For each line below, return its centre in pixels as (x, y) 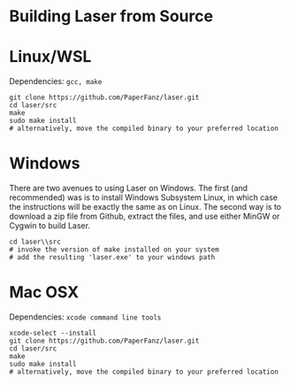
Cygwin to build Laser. (50, 226)
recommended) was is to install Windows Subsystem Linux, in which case (144, 197)
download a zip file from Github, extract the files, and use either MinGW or (145, 216)
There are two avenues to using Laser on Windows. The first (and (129, 189)
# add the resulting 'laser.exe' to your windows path (112, 258)
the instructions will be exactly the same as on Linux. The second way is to (145, 207)
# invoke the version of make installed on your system (114, 250)
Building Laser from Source (111, 16)
